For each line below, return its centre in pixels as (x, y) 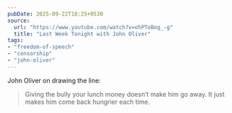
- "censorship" (30, 54)
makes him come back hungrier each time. (87, 102)
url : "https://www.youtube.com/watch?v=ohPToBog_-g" (94, 27)
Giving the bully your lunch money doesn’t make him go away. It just (125, 94)
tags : (15, 41)
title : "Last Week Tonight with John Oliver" (83, 34)
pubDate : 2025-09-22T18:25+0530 (55, 14)
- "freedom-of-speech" (41, 47)
